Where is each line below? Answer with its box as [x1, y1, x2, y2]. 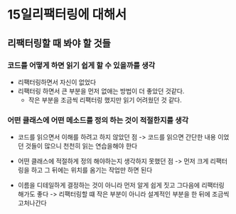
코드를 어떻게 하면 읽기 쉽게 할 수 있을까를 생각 [7, 60, 156, 70]
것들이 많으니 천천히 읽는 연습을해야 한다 [25, 142, 138, 151]
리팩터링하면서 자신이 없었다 [17, 78, 97, 86]
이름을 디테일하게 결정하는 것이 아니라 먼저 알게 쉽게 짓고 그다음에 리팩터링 [17, 181, 225, 190]
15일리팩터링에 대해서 [7, 6, 127, 23]
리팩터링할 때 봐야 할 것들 [7, 37, 112, 49]
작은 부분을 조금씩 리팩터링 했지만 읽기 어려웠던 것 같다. [28, 96, 183, 104]
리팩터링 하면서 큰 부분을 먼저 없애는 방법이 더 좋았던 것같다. [17, 86, 185, 95]
